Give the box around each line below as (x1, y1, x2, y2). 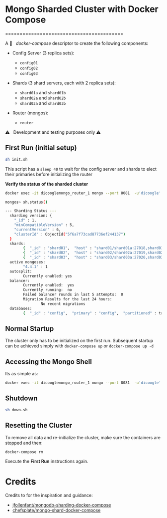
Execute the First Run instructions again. (5, 458, 88, 465)
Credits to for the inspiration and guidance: (5, 493, 93, 499)
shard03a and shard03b (19, 100, 66, 106)
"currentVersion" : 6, (14, 227, 61, 232)
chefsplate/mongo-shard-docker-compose (12, 508, 101, 514)
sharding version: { (9, 213, 52, 218)
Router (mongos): (12, 110, 49, 116)
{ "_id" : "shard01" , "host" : (23, 246, 92, 251)
